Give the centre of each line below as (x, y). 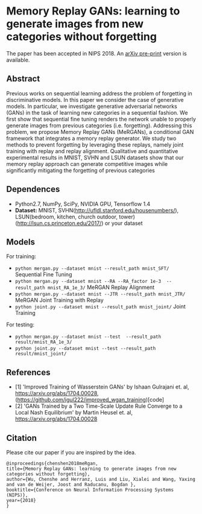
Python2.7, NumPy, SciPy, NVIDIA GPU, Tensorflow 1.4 (83, 204)
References (28, 372)
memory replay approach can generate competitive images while (87, 163)
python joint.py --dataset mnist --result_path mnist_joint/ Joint (100, 306)
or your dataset (124, 223)
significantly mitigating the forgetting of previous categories (81, 170)
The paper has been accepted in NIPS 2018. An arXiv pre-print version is (96, 53)
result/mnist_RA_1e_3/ (43, 342)
